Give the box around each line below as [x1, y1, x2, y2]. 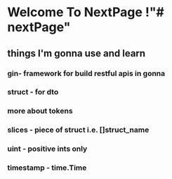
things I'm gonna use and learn [7, 47, 146, 59]
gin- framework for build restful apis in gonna [7, 68, 166, 78]
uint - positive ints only [7, 144, 88, 154]
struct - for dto [7, 87, 59, 97]
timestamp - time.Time [7, 163, 87, 173]
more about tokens [7, 106, 73, 116]
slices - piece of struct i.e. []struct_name [7, 125, 150, 135]
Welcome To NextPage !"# [7, 4, 165, 20]
